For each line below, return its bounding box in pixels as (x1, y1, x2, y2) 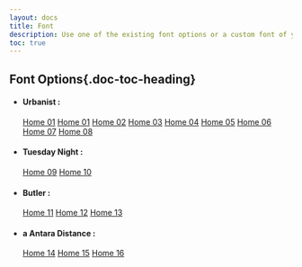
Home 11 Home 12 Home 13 (22, 208, 123, 218)
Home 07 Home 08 (22, 126, 93, 137)
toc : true (9, 38, 47, 48)
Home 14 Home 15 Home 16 (22, 248, 125, 259)
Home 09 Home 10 (22, 167, 93, 178)
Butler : (22, 187, 51, 198)
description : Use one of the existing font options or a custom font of (9, 30, 288, 39)
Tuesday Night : (22, 147, 84, 157)
